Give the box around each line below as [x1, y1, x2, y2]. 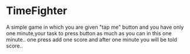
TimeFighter [6, 4, 68, 18]
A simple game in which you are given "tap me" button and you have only [6, 23, 184, 31]
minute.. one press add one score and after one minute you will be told [6, 36, 178, 43]
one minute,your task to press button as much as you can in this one [6, 29, 172, 36]
